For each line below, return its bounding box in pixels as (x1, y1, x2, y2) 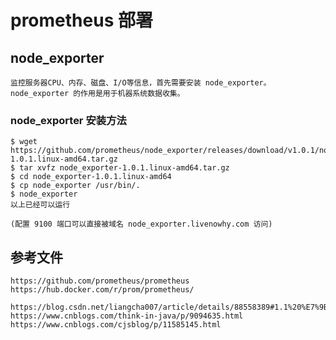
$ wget (10, 137, 38, 147)
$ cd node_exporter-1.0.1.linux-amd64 (10, 172, 172, 182)
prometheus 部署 (10, 9, 153, 32)
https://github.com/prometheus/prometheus (10, 276, 190, 286)
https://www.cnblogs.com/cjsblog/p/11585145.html (10, 320, 222, 330)
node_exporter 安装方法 (10, 113, 127, 127)
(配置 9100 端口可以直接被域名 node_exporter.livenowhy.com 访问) (10, 219, 273, 230)
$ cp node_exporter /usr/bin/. (10, 181, 141, 191)
